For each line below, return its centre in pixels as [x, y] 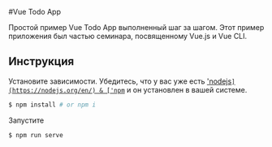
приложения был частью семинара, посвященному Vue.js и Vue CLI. [128, 36]
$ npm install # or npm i [52, 105]
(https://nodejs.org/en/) [52, 90]
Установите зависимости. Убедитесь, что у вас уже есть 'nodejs [120, 81]
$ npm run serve [36, 135]
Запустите [26, 120]
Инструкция [41, 61]
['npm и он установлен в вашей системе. [177, 89]
